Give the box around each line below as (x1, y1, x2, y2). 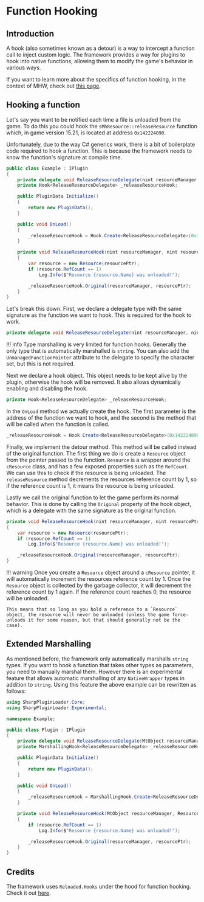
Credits (6, 867, 35, 877)
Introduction (6, 29, 55, 39)
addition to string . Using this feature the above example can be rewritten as (6, 681, 197, 688)
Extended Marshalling (6, 639, 92, 649)
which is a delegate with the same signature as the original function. (6, 507, 177, 514)
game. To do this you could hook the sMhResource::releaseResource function (6, 122, 197, 130)
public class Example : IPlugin (6, 165, 88, 172)
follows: (6, 687, 26, 695)
